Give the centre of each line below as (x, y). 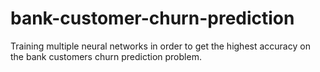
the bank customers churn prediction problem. (106, 56)
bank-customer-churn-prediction (152, 18)
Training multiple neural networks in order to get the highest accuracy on (160, 46)
